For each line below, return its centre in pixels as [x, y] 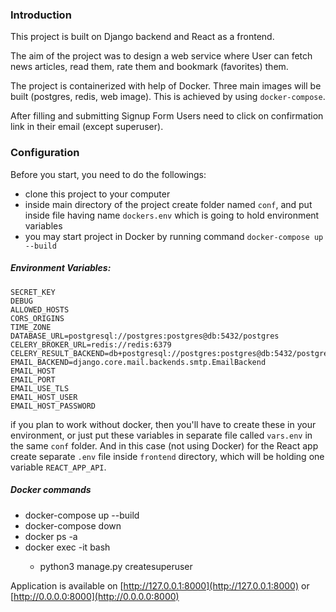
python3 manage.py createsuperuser [116, 566]
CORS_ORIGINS [37, 318]
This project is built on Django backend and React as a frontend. [142, 37]
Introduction [41, 15]
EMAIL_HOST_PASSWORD [53, 406]
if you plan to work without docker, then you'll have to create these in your [163, 424]
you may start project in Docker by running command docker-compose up [174, 236]
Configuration [45, 153]
